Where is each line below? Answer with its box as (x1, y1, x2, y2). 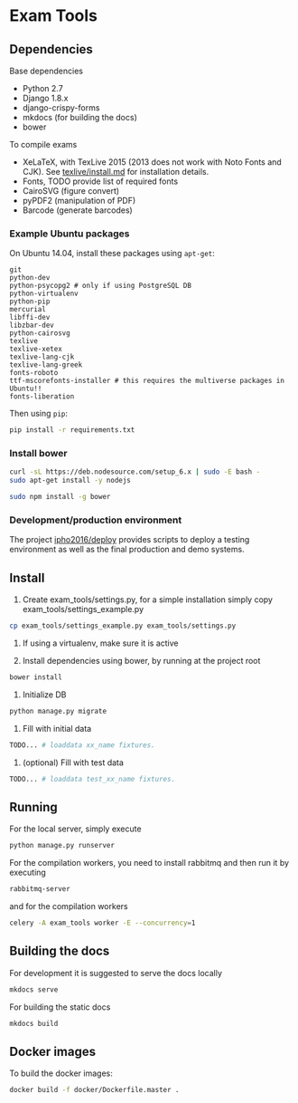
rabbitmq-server (9, 885, 70, 894)
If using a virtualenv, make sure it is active (22, 638, 179, 648)
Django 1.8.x (22, 92, 69, 103)
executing (9, 867, 47, 878)
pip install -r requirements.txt (9, 426, 135, 435)
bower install (9, 673, 63, 682)
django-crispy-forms (22, 102, 100, 113)
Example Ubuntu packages (9, 227, 130, 240)
